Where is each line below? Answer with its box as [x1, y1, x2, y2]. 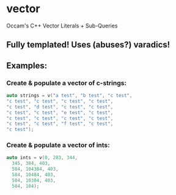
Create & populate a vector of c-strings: [6, 79, 127, 87]
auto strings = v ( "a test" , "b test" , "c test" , [6, 93, 133, 99]
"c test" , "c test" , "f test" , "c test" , [6, 121, 114, 127]
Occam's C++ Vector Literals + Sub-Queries [6, 22, 118, 29]
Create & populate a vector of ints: [6, 141, 110, 149]
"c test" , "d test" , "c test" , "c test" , [6, 104, 114, 110]
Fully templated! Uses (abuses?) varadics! [6, 40, 170, 50]
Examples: [6, 60, 48, 71]
